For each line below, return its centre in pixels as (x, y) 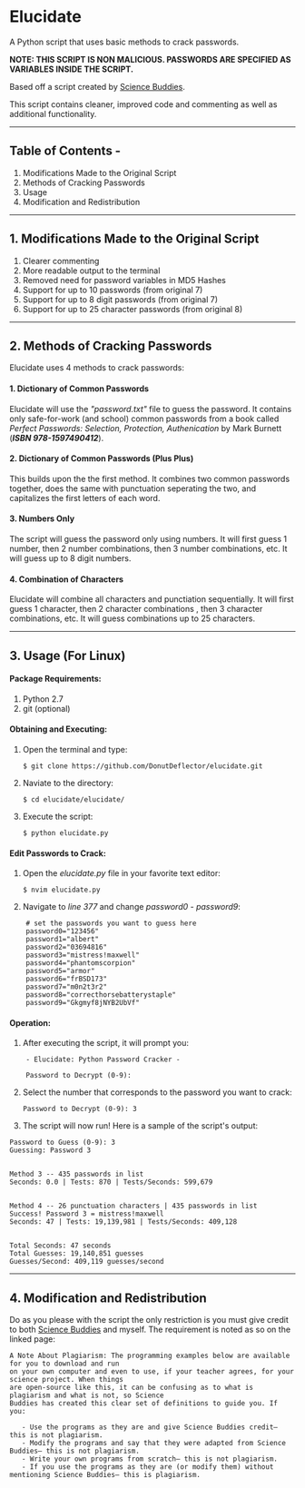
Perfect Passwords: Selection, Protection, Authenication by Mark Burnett (146, 428)
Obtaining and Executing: (58, 729)
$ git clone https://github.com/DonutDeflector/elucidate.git (143, 766)
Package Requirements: (55, 679)
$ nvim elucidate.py (61, 890)
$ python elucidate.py (65, 833)
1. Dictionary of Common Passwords (79, 389)
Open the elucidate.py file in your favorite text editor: (121, 873)
